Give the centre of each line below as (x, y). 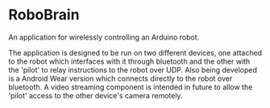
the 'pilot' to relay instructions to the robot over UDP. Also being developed (133, 69)
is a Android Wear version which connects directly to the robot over (120, 78)
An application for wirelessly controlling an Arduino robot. (104, 37)
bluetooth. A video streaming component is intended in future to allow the (131, 87)
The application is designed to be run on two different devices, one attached (135, 52)
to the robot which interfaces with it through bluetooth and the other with (129, 61)
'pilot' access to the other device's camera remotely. (96, 95)
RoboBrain (44, 15)
